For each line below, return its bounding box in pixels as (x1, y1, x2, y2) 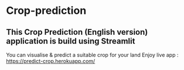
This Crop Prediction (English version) (6, 27, 148, 37)
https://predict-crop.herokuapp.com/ (6, 58, 96, 64)
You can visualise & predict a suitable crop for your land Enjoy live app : (6, 51, 179, 58)
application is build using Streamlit (6, 36, 135, 46)
